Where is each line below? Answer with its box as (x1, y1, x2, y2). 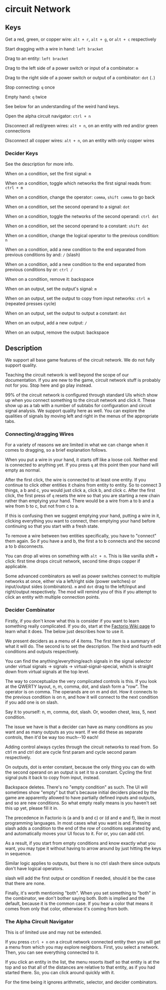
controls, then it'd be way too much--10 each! (5, 734, 99, 740)
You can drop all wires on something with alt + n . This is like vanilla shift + (5, 553, 159, 559)
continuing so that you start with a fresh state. (5, 523, 99, 529)
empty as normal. (5, 467, 41, 473)
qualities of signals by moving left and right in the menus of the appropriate (5, 413, 159, 419)
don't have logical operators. (5, 865, 64, 871)
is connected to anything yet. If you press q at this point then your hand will (5, 462, 159, 468)
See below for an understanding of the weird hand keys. (5, 104, 120, 109)
